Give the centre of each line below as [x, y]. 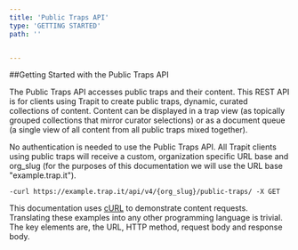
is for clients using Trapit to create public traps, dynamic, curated [129, 101]
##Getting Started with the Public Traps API [89, 75]
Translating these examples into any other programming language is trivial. [146, 218]
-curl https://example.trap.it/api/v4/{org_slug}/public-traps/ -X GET [145, 192]
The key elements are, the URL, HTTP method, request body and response [146, 227]
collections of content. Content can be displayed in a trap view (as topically [147, 111]
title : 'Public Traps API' [59, 17]
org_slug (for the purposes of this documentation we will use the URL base [146, 166]
